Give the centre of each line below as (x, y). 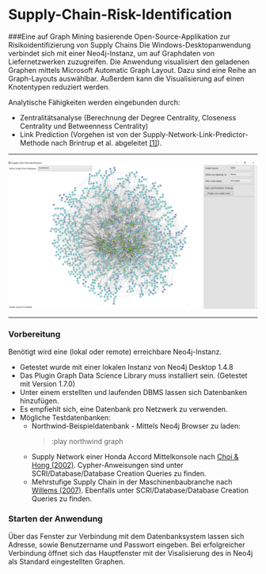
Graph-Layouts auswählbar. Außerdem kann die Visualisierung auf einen (126, 78)
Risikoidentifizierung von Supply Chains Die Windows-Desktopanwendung (130, 44)
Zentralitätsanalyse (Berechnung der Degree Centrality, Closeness (128, 117)
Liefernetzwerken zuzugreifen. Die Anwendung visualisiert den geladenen (129, 62)
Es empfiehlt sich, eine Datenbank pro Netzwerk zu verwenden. (123, 409)
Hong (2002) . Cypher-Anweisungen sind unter (107, 465)
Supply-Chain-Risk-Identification (120, 15)
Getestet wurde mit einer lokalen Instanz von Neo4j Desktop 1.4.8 (126, 367)
